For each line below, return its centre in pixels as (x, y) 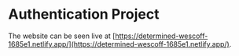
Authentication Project (84, 14)
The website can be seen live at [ (62, 36)
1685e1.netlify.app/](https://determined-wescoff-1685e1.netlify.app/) (119, 44)
